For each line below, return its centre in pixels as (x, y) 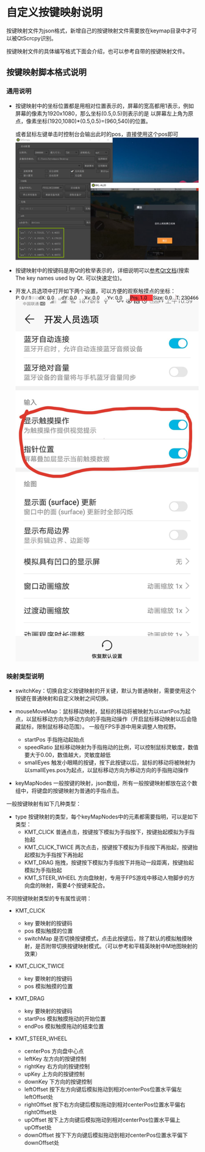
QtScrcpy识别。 (37, 38)
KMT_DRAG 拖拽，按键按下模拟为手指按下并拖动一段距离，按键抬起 (109, 862)
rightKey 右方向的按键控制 (57, 1066)
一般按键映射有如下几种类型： (44, 804)
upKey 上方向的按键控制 (54, 1074)
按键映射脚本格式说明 (46, 72)
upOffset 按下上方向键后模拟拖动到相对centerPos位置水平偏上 (102, 1120)
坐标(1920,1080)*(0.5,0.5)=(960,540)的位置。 (94, 121)
